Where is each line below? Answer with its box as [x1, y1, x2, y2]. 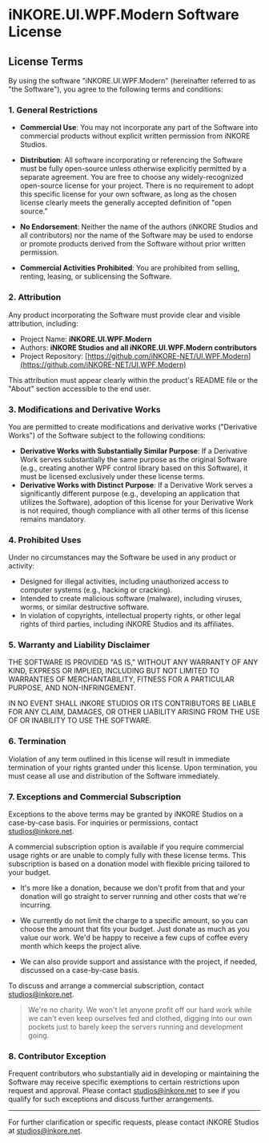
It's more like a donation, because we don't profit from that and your [19, 883, 246, 893]
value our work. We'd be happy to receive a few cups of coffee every [19, 933, 248, 942]
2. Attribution [8, 291, 62, 303]
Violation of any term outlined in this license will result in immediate [8, 754, 231, 763]
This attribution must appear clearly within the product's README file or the [8, 375, 259, 384]
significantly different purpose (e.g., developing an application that [19, 488, 240, 498]
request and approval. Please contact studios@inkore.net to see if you [8, 1086, 240, 1096]
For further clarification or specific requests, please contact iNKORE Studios [8, 1117, 259, 1127]
